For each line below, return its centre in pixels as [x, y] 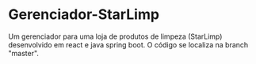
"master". [24, 53]
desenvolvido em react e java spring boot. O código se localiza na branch [128, 44]
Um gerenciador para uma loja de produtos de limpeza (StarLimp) [115, 36]
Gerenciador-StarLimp [84, 15]
